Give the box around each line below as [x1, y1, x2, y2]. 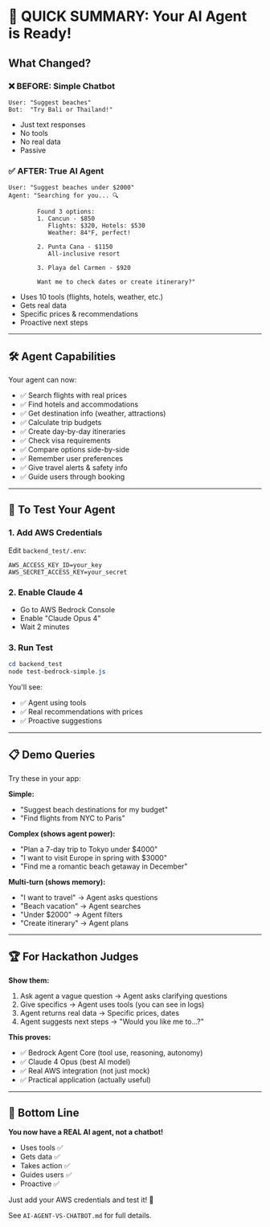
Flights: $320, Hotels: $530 [47, 222, 146, 230]
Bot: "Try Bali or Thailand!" [8, 105, 113, 113]
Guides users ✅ [19, 1170, 72, 1180]
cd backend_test [8, 661, 63, 669]
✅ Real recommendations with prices [19, 707, 143, 717]
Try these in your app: [8, 773, 82, 783]
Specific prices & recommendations [19, 309, 139, 319]
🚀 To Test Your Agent [8, 503, 116, 517]
